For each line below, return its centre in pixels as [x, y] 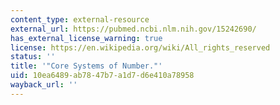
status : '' [33, 57]
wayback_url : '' [44, 85]
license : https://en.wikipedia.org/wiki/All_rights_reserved [140, 47]
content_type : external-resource [80, 19]
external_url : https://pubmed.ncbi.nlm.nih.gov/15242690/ [133, 29]
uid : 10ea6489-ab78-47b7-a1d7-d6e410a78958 [102, 76]
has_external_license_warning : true [86, 38]
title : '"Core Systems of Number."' [86, 66]
